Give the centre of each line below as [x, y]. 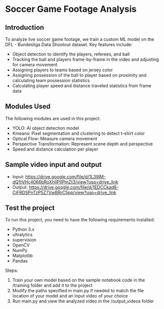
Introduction [25, 27]
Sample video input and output [54, 165]
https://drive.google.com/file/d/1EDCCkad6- [74, 187]
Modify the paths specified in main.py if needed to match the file [78, 291]
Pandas [20, 261]
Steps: [12, 270]
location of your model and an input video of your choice [70, 296]
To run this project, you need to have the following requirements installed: [80, 220]
